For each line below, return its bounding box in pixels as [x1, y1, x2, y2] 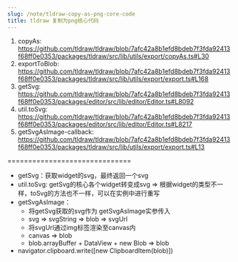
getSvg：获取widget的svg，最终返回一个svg [17, 171, 149, 179]
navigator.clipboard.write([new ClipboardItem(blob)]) [17, 246, 173, 255]
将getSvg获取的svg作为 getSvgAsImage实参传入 [28, 206, 171, 215]
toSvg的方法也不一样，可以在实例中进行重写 [30, 189, 160, 197]
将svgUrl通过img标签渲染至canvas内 [28, 223, 136, 231]
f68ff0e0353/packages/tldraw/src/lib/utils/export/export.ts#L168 [17, 74, 209, 83]
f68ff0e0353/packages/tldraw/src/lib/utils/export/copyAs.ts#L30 [17, 51, 209, 61]
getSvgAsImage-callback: [17, 127, 94, 136]
